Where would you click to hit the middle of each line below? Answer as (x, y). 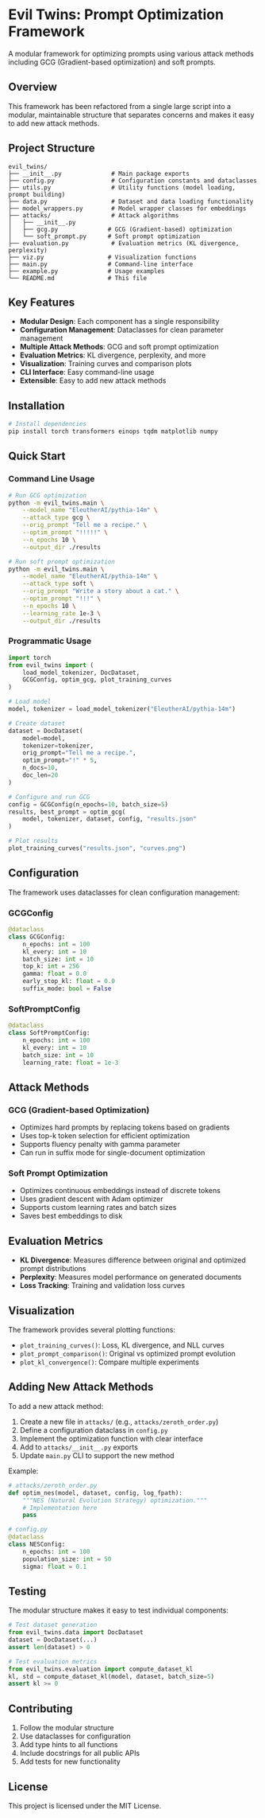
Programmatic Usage (50, 641)
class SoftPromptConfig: (49, 1033)
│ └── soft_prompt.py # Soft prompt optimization (104, 236)
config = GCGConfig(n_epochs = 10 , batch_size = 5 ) (88, 804)
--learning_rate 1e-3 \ (62, 613)
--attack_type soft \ (58, 584)
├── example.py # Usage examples (86, 271)
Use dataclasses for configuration (75, 1736)
